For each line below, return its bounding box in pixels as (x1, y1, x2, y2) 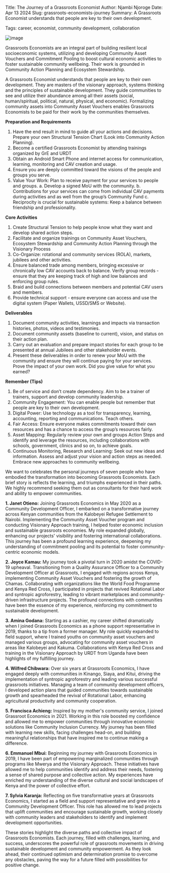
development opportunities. (5, 819, 63, 826)
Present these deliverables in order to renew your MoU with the (12, 352, 146, 358)
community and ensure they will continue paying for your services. (12, 358, 152, 364)
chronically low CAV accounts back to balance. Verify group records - (12, 268, 159, 273)
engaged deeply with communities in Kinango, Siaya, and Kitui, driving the (5, 671, 161, 677)
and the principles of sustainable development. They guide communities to (5, 87, 161, 93)
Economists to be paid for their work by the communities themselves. (5, 109, 150, 115)
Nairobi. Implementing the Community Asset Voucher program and (5, 517, 145, 522)
